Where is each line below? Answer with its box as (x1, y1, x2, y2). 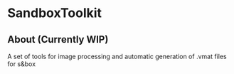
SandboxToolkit (7, 5, 102, 21)
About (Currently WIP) (7, 33, 109, 46)
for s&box (7, 60, 36, 68)
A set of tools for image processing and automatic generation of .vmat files (7, 52, 227, 60)
